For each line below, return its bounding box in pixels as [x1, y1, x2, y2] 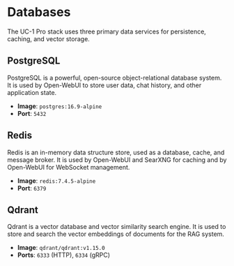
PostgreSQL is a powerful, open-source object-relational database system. [7, 73, 222, 82]
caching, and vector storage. [7, 34, 91, 43]
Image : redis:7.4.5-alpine [17, 176, 96, 185]
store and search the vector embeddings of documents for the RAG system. [7, 230, 225, 238]
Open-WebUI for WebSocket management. [7, 163, 130, 171]
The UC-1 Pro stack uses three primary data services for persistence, [7, 27, 207, 36]
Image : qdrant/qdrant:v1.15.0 [17, 244, 106, 252]
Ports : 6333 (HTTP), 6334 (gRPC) [17, 251, 110, 259]
